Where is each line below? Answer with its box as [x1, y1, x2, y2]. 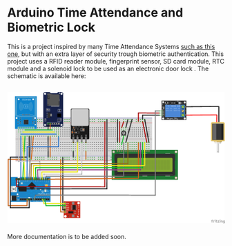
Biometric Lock [7, 19, 95, 35]
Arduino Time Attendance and [7, 5, 184, 21]
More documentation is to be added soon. [7, 233, 126, 241]
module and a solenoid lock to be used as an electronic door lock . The [7, 64, 209, 73]
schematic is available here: [7, 71, 86, 80]
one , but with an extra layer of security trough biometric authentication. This [7, 50, 224, 58]
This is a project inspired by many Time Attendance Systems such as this [7, 42, 215, 50]
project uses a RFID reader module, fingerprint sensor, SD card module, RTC [7, 57, 224, 65]
